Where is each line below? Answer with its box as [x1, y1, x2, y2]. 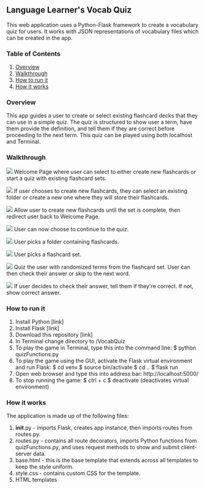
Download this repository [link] [15, 331, 93, 338]
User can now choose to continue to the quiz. [13, 225, 129, 233]
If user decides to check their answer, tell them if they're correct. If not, [13, 282, 194, 289]
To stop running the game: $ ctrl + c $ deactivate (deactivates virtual [15, 376, 189, 384]
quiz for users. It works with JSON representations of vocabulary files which [6, 28, 199, 35]
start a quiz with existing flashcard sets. [6, 174, 107, 182]
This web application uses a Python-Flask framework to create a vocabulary [6, 21, 199, 28]
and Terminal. [6, 138, 41, 146]
